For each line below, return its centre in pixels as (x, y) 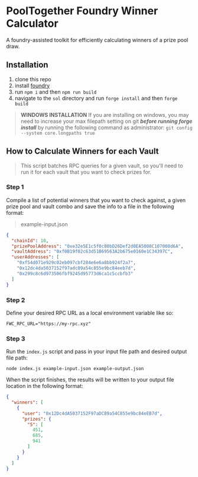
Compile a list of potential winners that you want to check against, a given (96, 200)
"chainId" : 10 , (30, 241)
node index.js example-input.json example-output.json (75, 369)
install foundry (32, 85)
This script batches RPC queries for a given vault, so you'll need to (102, 166)
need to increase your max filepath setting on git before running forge (106, 121)
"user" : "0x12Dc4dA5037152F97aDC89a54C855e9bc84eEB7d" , (92, 414)
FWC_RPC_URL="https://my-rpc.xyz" (49, 324)
